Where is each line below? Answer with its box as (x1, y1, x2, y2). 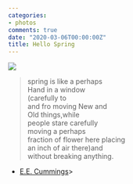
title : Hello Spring (8, 41, 76, 49)
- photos (8, 19, 37, 27)
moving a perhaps (27, 127, 86, 136)
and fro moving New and (27, 102, 107, 111)
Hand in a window (27, 85, 86, 95)
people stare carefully (27, 118, 99, 128)
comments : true (8, 26, 58, 34)
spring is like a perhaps (27, 77, 103, 86)
